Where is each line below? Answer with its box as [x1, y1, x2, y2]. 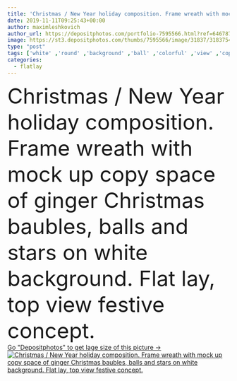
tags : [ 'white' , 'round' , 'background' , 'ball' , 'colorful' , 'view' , [7, 50, 219, 57]
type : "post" [7, 43, 46, 50]
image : [7, 37, 27, 44]
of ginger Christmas [7, 187, 205, 213]
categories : [7, 57, 42, 64]
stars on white [7, 238, 148, 266]
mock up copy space [7, 160, 217, 187]
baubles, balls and [7, 213, 189, 240]
